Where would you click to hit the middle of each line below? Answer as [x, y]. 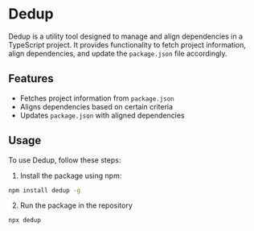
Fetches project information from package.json [97, 98]
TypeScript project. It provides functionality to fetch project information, [127, 44]
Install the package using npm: [71, 175]
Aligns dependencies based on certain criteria [96, 106]
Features [31, 78]
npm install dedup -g [45, 190]
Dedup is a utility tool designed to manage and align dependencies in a [126, 36]
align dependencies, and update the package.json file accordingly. [118, 53]
